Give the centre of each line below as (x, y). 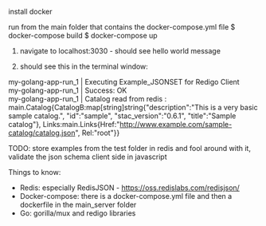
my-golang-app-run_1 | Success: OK (68, 90)
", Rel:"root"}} (98, 133)
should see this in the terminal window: (84, 66)
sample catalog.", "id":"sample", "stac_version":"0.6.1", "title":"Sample (122, 116)
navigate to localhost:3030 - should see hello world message (120, 51)
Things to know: (35, 172)
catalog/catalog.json (42, 133)
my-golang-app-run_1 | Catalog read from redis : (88, 99)
